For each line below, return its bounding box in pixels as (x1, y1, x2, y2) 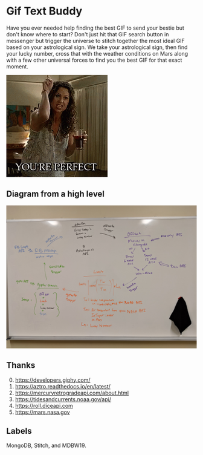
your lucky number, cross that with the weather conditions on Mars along (6, 50, 188, 57)
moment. (6, 62, 28, 70)
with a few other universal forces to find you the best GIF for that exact (6, 56, 182, 64)
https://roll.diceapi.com (14, 402, 74, 409)
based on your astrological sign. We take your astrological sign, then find (6, 44, 188, 51)
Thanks (6, 360, 36, 370)
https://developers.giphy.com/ (14, 376, 91, 384)
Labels (6, 425, 32, 436)
